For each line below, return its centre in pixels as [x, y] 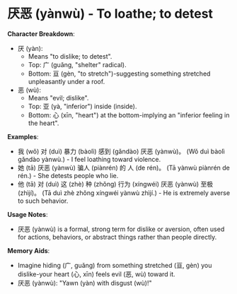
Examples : [23, 136]
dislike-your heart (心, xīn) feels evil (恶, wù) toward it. [96, 274]
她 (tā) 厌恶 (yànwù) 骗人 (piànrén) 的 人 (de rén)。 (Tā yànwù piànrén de [123, 167]
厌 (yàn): [30, 48]
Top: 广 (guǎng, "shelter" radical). [77, 64]
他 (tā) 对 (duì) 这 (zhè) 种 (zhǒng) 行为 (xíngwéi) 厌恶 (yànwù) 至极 [115, 184]
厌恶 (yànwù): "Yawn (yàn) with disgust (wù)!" [85, 283]
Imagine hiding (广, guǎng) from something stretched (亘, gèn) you [115, 265]
